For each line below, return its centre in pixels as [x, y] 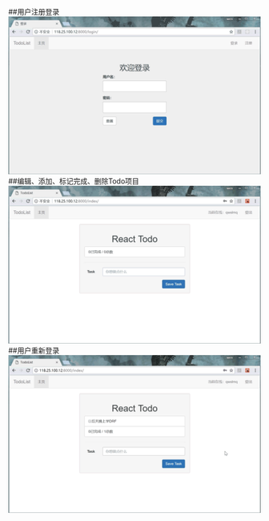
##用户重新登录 [34, 350]
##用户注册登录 [34, 12]
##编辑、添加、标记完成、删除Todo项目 [74, 181]
